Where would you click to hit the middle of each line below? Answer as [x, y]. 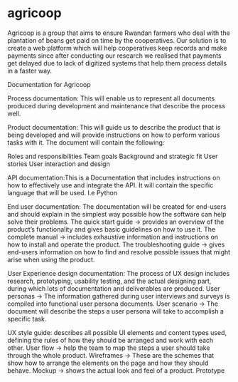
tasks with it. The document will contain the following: [86, 142]
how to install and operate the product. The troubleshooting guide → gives [116, 244]
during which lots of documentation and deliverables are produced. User [114, 288]
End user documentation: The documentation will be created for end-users [117, 206]
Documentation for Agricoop [49, 84]
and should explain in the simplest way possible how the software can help [117, 214]
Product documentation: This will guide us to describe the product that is [114, 127]
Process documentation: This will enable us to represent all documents [111, 98]
